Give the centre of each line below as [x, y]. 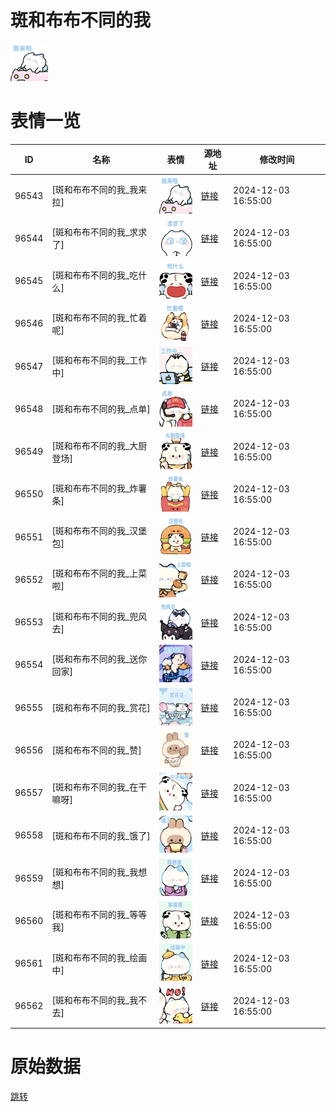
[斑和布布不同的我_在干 [99, 787]
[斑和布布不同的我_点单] [101, 409]
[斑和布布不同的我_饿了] [101, 835]
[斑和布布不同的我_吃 [95, 275]
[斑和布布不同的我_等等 [99, 915]
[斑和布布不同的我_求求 [99, 232]
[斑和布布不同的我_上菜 [99, 573]
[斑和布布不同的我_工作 [99, 360]
